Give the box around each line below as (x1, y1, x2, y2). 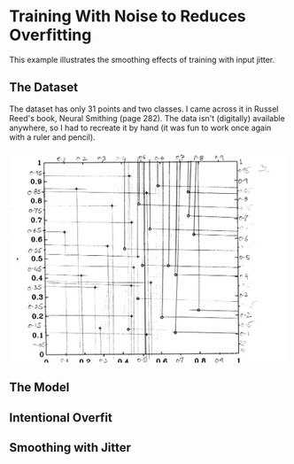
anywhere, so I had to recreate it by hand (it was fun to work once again (9, 122, 272, 133)
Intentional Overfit (9, 410, 113, 425)
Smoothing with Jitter (9, 440, 131, 455)
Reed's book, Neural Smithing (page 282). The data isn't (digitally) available (9, 112, 285, 123)
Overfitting (9, 25, 92, 45)
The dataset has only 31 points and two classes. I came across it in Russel (9, 104, 279, 114)
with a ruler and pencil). (9, 131, 96, 143)
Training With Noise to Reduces (9, 6, 246, 27)
